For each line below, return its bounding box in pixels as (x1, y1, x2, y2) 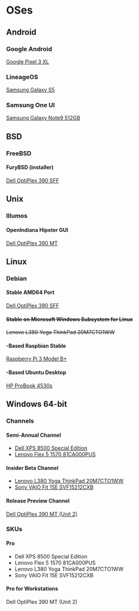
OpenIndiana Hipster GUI (6, 226, 69, 233)
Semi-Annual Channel (6, 432, 61, 439)
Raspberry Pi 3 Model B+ (6, 355, 67, 362)
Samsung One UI (6, 101, 55, 109)
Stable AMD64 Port (6, 289, 55, 296)
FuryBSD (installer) (6, 164, 54, 171)
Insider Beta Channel (6, 464, 59, 471)
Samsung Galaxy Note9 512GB (6, 115, 81, 122)
